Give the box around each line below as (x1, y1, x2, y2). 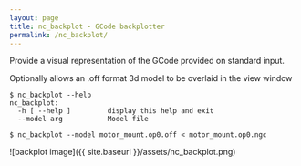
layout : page (9, 13, 59, 23)
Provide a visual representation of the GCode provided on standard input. (9, 56, 285, 67)
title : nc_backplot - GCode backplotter (9, 22, 166, 31)
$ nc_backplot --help (9, 90, 92, 100)
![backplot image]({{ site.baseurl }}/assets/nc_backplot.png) (9, 147, 236, 158)
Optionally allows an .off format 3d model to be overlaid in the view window (9, 73, 293, 84)
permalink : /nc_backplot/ (9, 30, 108, 39)
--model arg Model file (17, 115, 149, 124)
